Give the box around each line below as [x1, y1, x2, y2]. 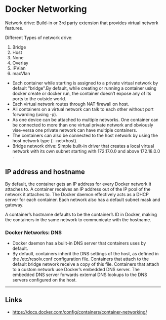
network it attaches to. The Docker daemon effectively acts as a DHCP [5, 191, 149, 197]
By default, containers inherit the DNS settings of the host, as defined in [12, 251, 159, 257]
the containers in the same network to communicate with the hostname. [5, 216, 152, 223]
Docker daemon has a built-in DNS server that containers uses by [12, 240, 146, 246]
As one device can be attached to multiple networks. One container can [12, 117, 159, 122]
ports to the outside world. [12, 95, 67, 102]
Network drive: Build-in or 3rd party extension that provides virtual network [5, 20, 159, 26]
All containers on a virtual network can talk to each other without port [12, 106, 154, 112]
